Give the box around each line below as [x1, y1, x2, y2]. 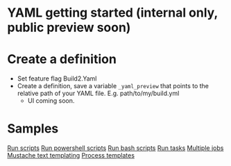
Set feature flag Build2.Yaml [17, 74, 97, 83]
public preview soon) [7, 19, 131, 35]
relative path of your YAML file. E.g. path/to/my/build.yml [17, 89, 180, 98]
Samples [7, 121, 59, 137]
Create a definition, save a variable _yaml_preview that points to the [17, 82, 209, 90]
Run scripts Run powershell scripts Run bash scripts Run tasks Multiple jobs [7, 144, 224, 152]
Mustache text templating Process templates [7, 151, 135, 160]
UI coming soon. [27, 97, 75, 105]
